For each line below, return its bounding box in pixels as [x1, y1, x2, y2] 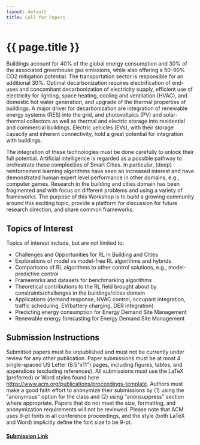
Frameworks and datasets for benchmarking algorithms [14, 277, 152, 284]
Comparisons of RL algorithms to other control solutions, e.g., [14, 264, 167, 271]
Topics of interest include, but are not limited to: [6, 239, 125, 247]
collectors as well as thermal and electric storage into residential [26, 118, 186, 125]
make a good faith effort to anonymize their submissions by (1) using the [6, 387, 184, 394]
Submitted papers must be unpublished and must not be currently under [6, 348, 184, 355]
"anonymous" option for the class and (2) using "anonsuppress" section [6, 393, 184, 400]
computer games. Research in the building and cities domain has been [6, 180, 180, 188]
